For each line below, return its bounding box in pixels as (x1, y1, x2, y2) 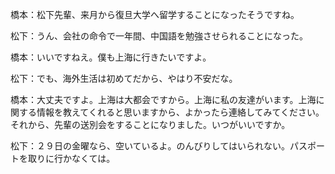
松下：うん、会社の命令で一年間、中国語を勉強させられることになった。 (10, 30, 308, 42)
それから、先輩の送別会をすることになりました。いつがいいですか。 (10, 119, 291, 130)
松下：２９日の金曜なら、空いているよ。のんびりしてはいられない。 (10, 140, 290, 152)
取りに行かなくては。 (27, 153, 116, 164)
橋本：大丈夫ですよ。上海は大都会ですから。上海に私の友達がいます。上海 (10, 94, 317, 105)
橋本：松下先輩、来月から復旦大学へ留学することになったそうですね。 (10, 9, 300, 20)
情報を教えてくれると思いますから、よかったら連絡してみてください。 (36, 106, 325, 118)
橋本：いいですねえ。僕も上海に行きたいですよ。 (10, 51, 212, 63)
